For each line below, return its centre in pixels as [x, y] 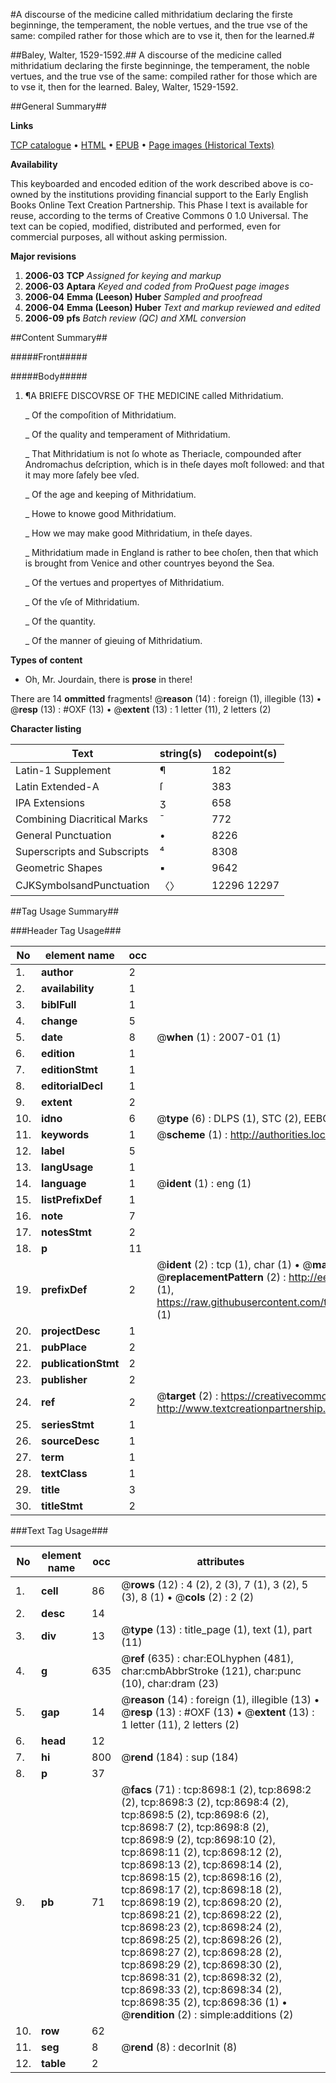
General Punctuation [63, 835]
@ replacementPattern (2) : [221, 1277]
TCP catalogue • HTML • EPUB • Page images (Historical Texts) [142, 145]
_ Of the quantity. [60, 621]
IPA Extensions [50, 802]
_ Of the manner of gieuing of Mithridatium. [113, 640]
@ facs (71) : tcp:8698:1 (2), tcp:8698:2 [216, 1789]
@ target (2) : [187, 1396]
